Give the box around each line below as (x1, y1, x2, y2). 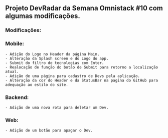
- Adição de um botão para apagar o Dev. (5, 128, 93, 133)
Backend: (5, 93, 29, 100)
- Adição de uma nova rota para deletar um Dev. (5, 105, 109, 110)
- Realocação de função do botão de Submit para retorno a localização (5, 64, 158, 69)
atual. (5, 69, 19, 74)
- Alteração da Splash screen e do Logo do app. (5, 56, 109, 61)
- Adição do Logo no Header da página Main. (5, 51, 100, 56)
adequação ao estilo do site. (5, 82, 69, 87)
